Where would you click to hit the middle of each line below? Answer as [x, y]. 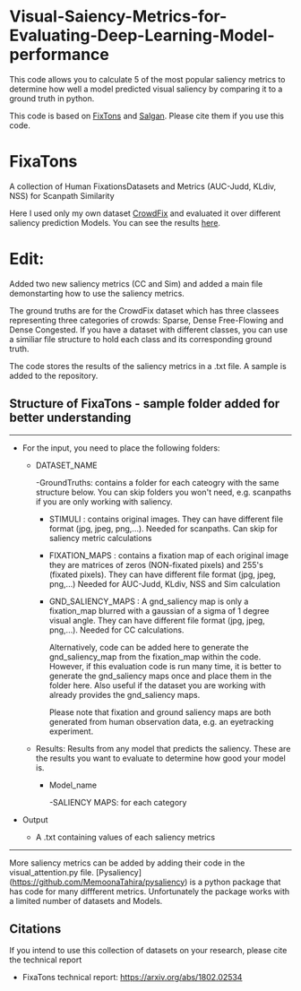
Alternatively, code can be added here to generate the [149, 647]
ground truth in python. [52, 98]
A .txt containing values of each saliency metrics [125, 837]
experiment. [71, 731]
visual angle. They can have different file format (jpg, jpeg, [157, 620]
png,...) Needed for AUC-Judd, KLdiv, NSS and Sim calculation [164, 583]
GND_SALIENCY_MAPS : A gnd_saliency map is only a [149, 601]
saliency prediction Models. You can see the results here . [115, 222]
